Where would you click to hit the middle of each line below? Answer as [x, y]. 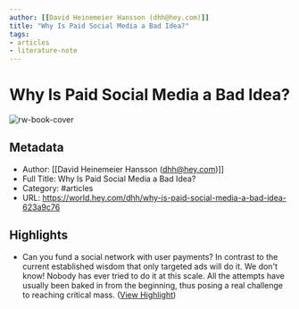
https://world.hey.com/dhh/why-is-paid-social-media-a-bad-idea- [165, 197]
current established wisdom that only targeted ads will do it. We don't [150, 266]
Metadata [37, 148]
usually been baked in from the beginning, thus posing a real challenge [153, 285]
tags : [19, 34]
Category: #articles [58, 188]
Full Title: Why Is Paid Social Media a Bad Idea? [109, 179]
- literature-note [43, 51]
